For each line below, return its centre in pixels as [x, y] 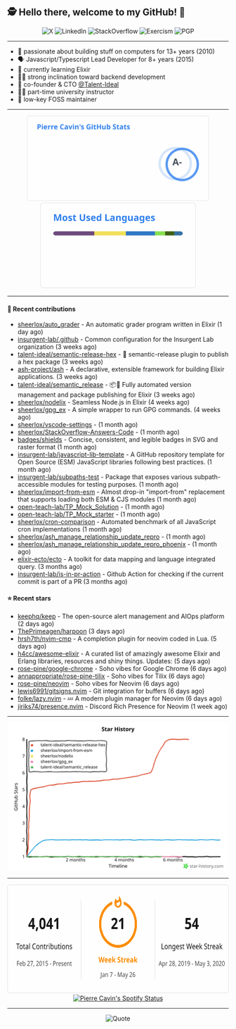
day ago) [30, 332]
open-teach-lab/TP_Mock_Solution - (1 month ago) [91, 507]
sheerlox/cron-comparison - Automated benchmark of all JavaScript [117, 522]
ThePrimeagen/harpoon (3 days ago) [71, 632]
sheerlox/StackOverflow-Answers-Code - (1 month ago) [99, 432]
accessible [33, 485]
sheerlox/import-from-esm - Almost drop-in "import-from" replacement [121, 492]
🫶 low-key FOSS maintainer [57, 99]
